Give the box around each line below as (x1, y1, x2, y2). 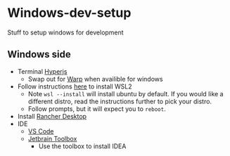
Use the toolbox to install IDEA (38, 142, 127, 150)
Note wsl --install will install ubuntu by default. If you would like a (27, 89, 224, 98)
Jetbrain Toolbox (27, 134, 77, 143)
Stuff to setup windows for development (7, 28, 124, 37)
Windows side (7, 48, 72, 60)
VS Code (27, 126, 54, 135)
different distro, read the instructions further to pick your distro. (27, 97, 212, 105)
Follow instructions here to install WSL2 (17, 82, 132, 91)
